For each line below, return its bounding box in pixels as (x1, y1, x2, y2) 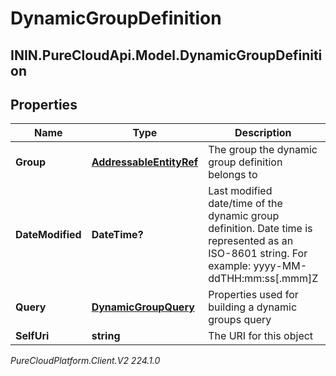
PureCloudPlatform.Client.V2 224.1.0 (10, 355, 161, 367)
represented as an (208, 234, 294, 248)
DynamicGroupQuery (91, 300, 195, 314)
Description (234, 126, 292, 140)
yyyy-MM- (253, 259, 308, 273)
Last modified (208, 184, 273, 198)
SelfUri (15, 329, 50, 343)
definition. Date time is (208, 222, 313, 236)
